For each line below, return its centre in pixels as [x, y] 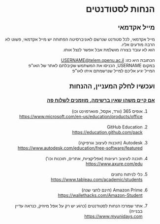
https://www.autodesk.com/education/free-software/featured [80, 148]
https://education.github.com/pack [107, 132]
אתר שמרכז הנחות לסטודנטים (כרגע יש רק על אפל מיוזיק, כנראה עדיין [79, 206]
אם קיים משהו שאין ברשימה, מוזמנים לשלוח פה [101, 100]
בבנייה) [136, 211]
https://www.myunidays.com [113, 216]
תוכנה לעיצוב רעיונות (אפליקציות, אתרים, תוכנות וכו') [94, 158]
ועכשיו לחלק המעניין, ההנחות [112, 86]
